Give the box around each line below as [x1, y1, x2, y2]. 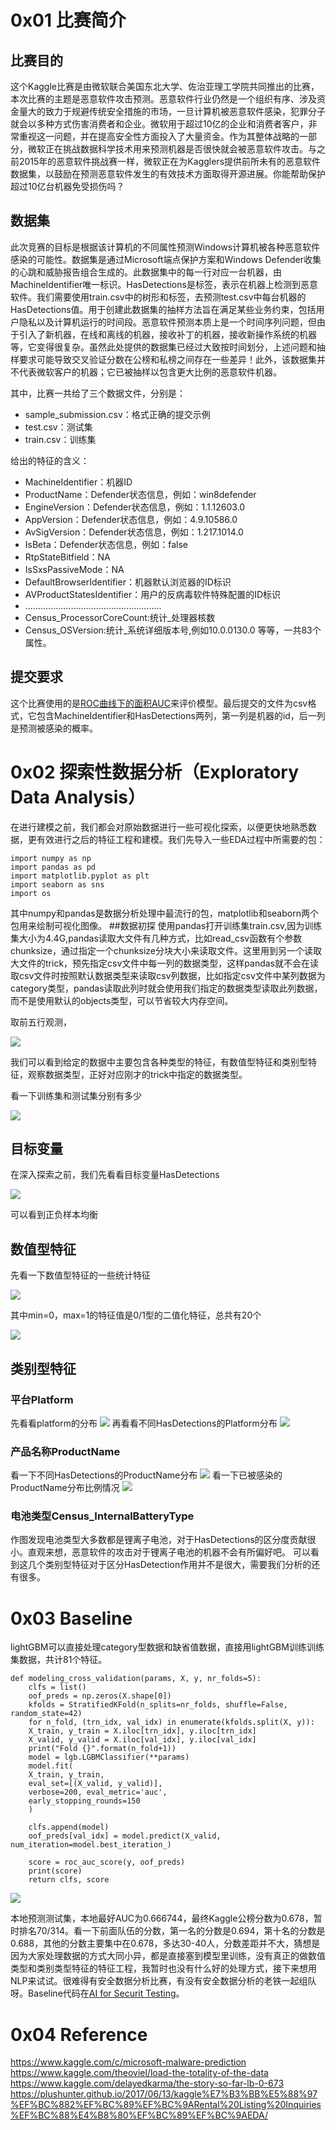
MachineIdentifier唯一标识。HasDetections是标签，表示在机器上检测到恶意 [10, 278, 318, 290]
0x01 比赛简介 [10, 9, 127, 32]
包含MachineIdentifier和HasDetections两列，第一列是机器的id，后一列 [36, 709, 326, 721]
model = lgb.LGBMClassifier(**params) [28, 1752, 190, 1763]
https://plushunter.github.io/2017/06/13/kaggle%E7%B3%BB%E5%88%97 [10, 2088, 318, 2100]
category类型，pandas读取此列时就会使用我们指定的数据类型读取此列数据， [10, 982, 323, 994]
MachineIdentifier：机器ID [24, 476, 133, 488]
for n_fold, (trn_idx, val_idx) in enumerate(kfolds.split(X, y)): [28, 1717, 315, 1728]
